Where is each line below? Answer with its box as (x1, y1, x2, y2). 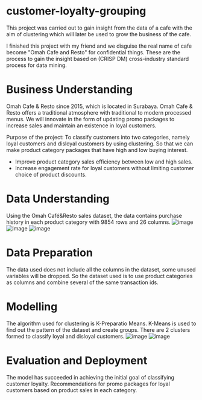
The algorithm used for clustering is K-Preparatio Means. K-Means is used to (6, 320, 197, 327)
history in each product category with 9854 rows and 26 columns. (6, 218, 171, 226)
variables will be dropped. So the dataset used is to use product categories (6, 272, 193, 279)
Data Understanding (6, 192, 110, 206)
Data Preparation (6, 246, 93, 259)
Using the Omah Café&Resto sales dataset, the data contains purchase (6, 212, 182, 219)
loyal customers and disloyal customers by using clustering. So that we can (6, 140, 194, 147)
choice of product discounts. (14, 171, 87, 178)
